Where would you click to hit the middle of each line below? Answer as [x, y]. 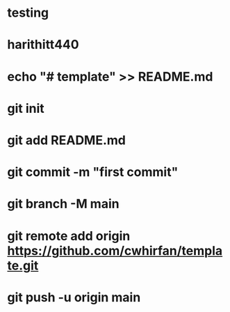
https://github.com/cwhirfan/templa [115, 250]
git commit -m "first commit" [93, 172]
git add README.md [67, 140]
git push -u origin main [74, 297]
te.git [23, 265]
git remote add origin [69, 236]
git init [26, 108]
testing [28, 13]
